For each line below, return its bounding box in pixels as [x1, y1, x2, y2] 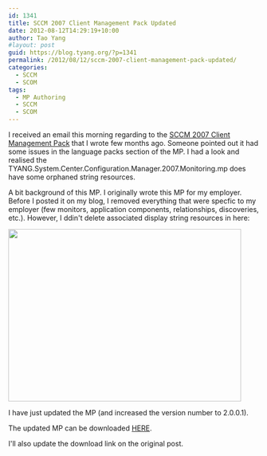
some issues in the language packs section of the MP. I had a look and [8, 147, 240, 156]
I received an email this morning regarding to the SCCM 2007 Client [8, 130, 230, 140]
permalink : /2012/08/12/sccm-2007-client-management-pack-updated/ [8, 57, 238, 65]
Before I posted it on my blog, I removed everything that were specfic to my [8, 196, 257, 206]
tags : [8, 85, 26, 94]
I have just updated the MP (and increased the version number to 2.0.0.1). [8, 408, 249, 417]
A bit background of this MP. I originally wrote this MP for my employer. [8, 188, 242, 197]
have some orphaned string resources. [8, 172, 135, 182]
